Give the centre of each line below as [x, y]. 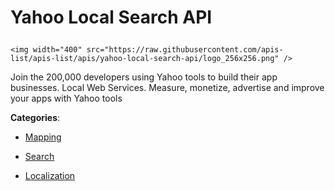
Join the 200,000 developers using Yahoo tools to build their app [144, 77]
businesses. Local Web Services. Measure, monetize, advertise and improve [167, 88]
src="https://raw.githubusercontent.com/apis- [185, 50]
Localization [50, 176]
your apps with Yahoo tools [66, 98]
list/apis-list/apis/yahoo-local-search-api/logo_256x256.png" [145, 59]
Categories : [35, 118]
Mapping [43, 137]
